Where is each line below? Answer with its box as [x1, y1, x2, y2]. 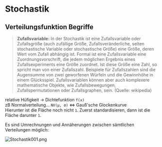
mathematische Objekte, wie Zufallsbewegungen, [16, 82, 116, 88]
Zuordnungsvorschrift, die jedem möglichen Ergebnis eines [16, 56, 136, 62]
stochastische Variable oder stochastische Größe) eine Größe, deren [16, 46, 154, 52]
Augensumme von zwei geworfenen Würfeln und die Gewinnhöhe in [16, 72, 154, 77]
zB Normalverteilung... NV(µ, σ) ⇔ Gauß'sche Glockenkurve [5, 102, 127, 108]
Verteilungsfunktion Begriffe [5, 23, 94, 31]
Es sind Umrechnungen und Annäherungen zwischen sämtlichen [5, 122, 134, 128]
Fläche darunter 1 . [5, 112, 42, 118]
